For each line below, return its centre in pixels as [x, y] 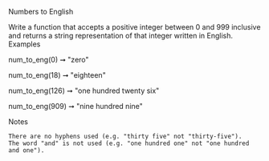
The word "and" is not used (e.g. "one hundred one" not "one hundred [129, 143]
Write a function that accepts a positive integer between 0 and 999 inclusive [134, 27]
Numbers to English [41, 12]
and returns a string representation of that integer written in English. [121, 36]
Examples [24, 44]
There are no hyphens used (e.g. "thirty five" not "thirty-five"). [125, 136]
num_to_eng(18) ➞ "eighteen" [57, 75]
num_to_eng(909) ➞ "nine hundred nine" [75, 106]
